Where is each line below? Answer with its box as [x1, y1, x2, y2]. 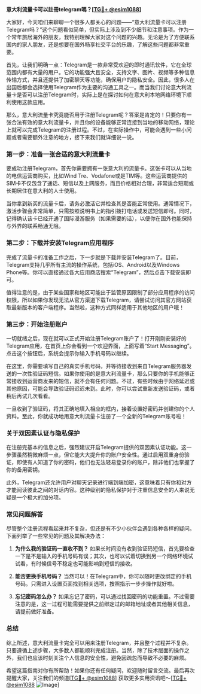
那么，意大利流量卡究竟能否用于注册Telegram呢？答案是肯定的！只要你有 [6, 111, 187, 118]
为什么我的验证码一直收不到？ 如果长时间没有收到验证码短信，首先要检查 [14, 545, 195, 552]
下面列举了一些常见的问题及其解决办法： [6, 532, 106, 540]
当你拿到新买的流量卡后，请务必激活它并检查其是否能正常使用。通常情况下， [6, 200, 195, 207]
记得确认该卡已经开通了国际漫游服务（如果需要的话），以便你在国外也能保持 [6, 215, 193, 222]
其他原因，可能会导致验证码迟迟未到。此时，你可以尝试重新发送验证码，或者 [6, 385, 195, 392]
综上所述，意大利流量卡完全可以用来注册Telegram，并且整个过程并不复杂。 [6, 639, 192, 646]
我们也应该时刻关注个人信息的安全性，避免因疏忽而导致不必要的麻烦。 [16, 654, 190, 661]
